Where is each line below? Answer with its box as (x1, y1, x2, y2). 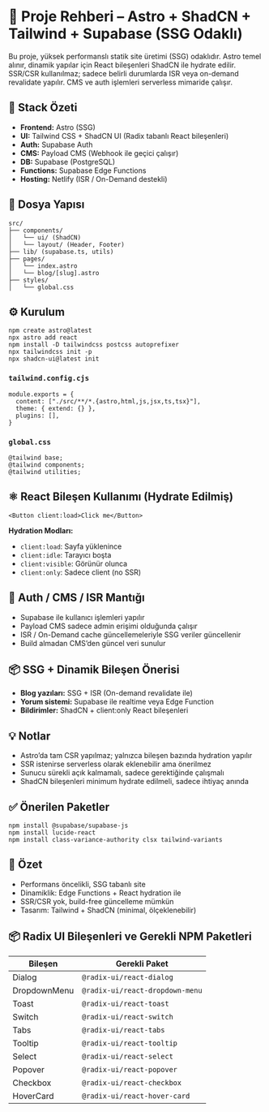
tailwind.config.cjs (8, 373, 90, 383)
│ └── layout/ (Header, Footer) (8, 240, 126, 248)
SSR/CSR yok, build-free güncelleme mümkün (19, 896, 174, 906)
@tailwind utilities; (8, 468, 82, 476)
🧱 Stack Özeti (8, 101, 78, 114)
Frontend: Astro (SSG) (19, 122, 96, 132)
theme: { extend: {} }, (15, 404, 96, 412)
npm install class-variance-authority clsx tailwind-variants (8, 836, 223, 844)
